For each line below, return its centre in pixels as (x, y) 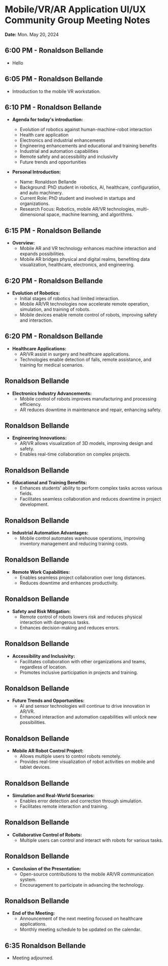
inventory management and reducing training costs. (74, 544)
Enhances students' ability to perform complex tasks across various (91, 488)
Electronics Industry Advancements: (52, 393)
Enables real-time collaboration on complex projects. (75, 454)
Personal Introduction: (36, 172)
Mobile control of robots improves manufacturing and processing (88, 399)
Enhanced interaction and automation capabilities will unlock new (88, 717)
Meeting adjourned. (33, 958)
